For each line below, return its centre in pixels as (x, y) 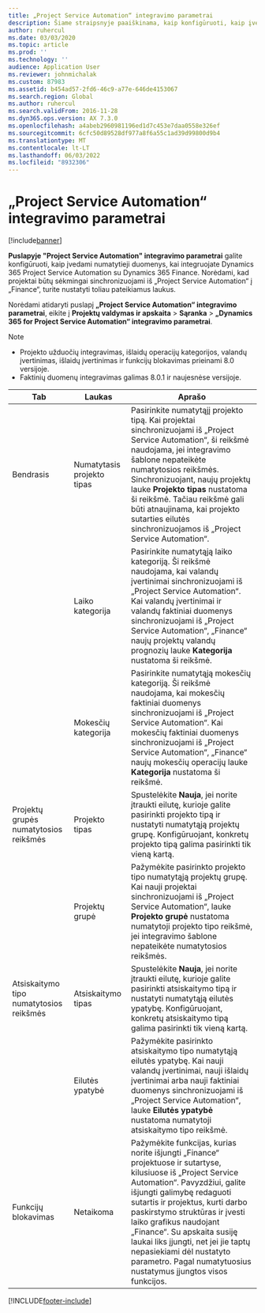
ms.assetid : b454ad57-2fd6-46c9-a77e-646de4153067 (93, 89)
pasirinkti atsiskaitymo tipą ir (184, 989)
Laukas (99, 397)
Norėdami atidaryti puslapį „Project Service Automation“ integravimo (123, 305)
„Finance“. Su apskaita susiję (185, 1232)
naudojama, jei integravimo (181, 450)
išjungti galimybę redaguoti (181, 1193)
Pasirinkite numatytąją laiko (182, 552)
